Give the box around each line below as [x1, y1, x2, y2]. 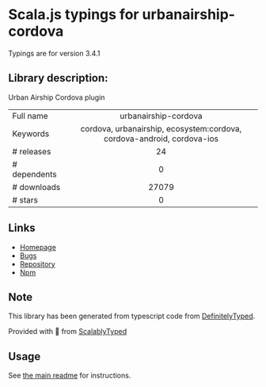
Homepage [19, 242, 57, 252]
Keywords [12, 128, 50, 139]
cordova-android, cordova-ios [104, 133, 219, 144]
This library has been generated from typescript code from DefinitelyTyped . [8, 311, 256, 321]
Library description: [8, 71, 108, 85]
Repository [19, 259, 55, 268]
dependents [12, 169, 57, 180]
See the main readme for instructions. [8, 370, 131, 381]
